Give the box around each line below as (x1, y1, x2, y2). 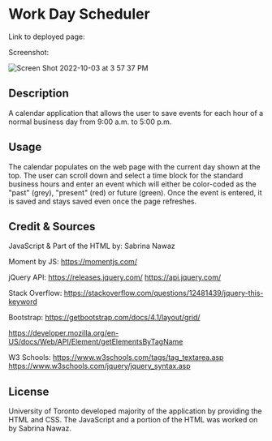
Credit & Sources (8, 220, 96, 233)
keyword (8, 297, 38, 306)
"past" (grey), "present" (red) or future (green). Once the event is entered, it (8, 187, 262, 197)
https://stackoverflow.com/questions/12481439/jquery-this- (63, 289, 264, 298)
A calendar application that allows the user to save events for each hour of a (8, 108, 264, 118)
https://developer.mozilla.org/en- (8, 328, 119, 338)
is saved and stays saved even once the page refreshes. (8, 196, 197, 206)
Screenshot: (8, 47, 50, 57)
